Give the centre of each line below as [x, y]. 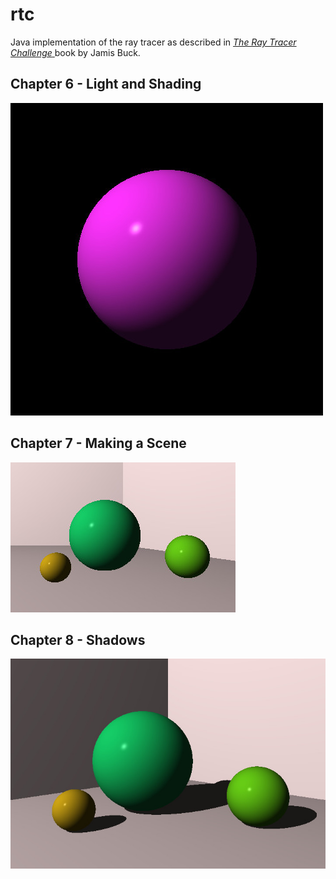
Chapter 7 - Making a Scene [98, 443]
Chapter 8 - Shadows [78, 639]
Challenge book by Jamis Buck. [75, 52]
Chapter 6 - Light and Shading [106, 84]
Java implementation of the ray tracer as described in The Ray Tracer [153, 42]
